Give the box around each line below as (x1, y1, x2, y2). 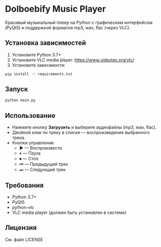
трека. (12, 135, 26, 141)
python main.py (5, 98, 36, 103)
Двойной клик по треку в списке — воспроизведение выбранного (12, 130, 150, 135)
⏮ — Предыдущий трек (19, 161, 68, 167)
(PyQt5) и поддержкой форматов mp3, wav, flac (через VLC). (5, 24, 131, 30)
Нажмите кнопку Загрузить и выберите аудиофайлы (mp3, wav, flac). (12, 124, 157, 130)
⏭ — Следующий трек (19, 167, 66, 172)
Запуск (5, 85, 28, 94)
